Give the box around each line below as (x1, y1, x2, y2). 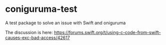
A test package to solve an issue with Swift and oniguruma (5, 20, 126, 26)
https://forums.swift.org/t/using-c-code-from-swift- (54, 29, 161, 35)
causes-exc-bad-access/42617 (5, 35, 70, 41)
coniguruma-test (5, 3, 77, 15)
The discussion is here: (5, 29, 53, 35)
